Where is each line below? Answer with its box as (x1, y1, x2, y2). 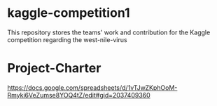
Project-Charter (7, 60, 101, 77)
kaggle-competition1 (7, 5, 131, 21)
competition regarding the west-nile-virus (7, 35, 127, 44)
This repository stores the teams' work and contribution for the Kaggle (7, 28, 211, 37)
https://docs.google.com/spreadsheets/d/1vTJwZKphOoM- (7, 83, 178, 92)
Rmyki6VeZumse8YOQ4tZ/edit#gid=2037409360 (7, 91, 150, 99)
